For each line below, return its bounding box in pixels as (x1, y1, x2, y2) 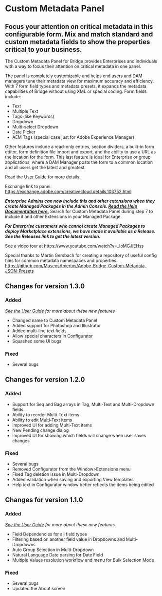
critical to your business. (5, 45, 82, 54)
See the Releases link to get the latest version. (5, 234, 101, 239)
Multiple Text (12, 108, 38, 114)
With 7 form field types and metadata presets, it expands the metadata (5, 84, 147, 89)
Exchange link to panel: (5, 184, 52, 189)
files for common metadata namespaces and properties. (5, 257, 118, 263)
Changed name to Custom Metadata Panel (12, 317, 97, 323)
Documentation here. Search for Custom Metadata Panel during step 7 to (5, 209, 153, 214)
